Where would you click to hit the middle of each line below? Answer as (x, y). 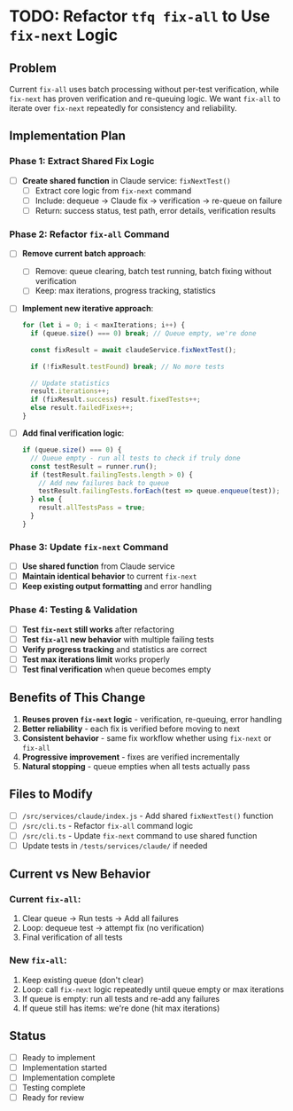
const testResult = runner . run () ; (94, 466)
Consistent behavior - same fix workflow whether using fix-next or (146, 737)
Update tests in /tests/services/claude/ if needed (115, 846)
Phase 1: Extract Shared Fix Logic (82, 162)
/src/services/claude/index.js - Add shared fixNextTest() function (148, 816)
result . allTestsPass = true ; (92, 508)
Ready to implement (58, 1057)
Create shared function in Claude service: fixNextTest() (127, 180)
